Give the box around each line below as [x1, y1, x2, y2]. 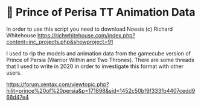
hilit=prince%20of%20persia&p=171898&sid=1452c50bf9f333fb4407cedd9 [6, 87, 196, 94]
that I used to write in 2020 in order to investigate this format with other [6, 63, 184, 70]
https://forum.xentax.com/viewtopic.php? [6, 81, 110, 88]
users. [6, 69, 22, 76]
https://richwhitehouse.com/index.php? [37, 31, 136, 39]
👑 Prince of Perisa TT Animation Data [6, 5, 196, 19]
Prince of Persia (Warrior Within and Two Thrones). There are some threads [6, 56, 194, 63]
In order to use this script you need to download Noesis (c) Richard [6, 25, 173, 33]
